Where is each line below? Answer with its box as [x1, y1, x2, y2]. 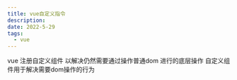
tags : [7, 29, 23, 37]
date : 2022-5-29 [7, 23, 55, 30]
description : [7, 17, 46, 24]
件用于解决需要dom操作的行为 [7, 65, 96, 74]
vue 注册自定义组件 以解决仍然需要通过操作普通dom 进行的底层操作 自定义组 [7, 57, 231, 65]
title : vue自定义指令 [7, 10, 66, 18]
